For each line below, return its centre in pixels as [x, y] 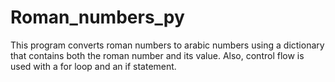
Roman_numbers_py [97, 17]
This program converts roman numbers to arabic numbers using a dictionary [167, 45]
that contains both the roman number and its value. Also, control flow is [157, 55]
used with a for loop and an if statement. [93, 66]
